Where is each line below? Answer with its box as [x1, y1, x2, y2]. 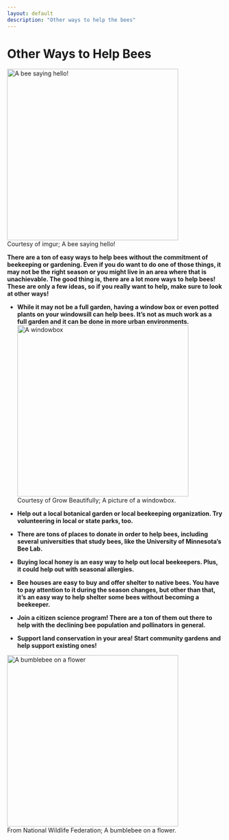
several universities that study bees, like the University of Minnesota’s [16, 538, 222, 546]
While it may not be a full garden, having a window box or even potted [16, 303, 219, 311]
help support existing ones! [16, 642, 97, 650]
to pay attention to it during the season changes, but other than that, [16, 586, 216, 594]
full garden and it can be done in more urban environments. [16, 317, 189, 326]
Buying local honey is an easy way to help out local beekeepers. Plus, [16, 558, 219, 566]
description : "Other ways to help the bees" [7, 16, 136, 23]
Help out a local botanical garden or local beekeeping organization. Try [16, 509, 223, 518]
